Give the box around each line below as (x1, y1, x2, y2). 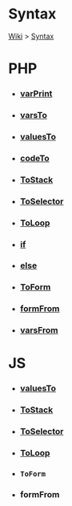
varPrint (19, 88, 53, 99)
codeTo (19, 152, 50, 164)
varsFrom (19, 325, 58, 336)
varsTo (19, 109, 48, 120)
